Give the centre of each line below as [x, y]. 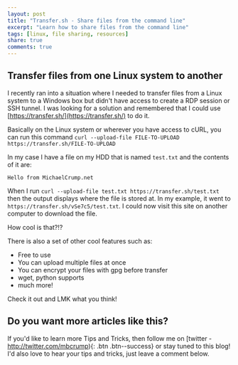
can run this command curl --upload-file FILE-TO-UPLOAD [93, 137]
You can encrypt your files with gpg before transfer [93, 270]
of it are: [20, 164]
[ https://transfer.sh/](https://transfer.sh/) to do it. [79, 115]
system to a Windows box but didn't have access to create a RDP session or [119, 100]
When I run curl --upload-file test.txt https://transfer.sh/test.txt [113, 191]
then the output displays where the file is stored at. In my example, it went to [119, 198]
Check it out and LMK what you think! [62, 299]
